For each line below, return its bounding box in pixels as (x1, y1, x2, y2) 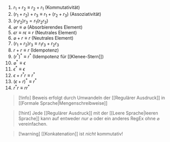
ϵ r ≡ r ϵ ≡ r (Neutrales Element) (13, 30, 77, 36)
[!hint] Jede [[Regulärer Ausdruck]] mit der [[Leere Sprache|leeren (18, 110, 158, 116)
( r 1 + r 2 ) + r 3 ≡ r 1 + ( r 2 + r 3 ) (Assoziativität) (13, 11, 102, 18)
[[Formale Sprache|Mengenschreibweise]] (18, 100, 108, 106)
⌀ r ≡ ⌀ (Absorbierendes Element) (13, 24, 83, 30)
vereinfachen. (18, 121, 47, 127)
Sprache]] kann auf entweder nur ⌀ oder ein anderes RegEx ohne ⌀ (18, 115, 160, 122)
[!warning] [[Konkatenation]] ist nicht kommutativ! (18, 131, 123, 137)
